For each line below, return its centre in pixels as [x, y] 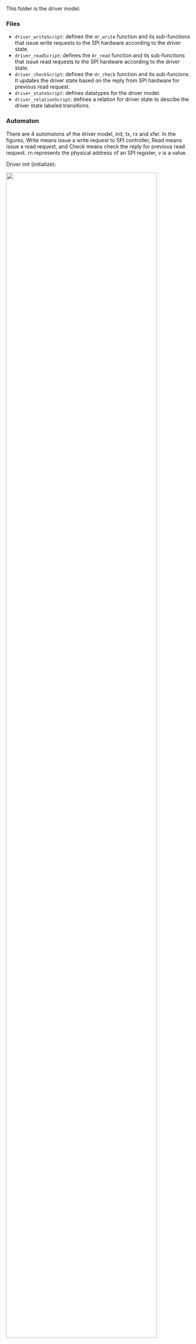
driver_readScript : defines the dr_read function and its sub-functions [100, 55]
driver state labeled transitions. [52, 106]
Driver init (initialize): [31, 164]
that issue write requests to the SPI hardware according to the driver [98, 43]
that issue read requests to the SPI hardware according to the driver [97, 62]
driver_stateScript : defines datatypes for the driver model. [87, 93]
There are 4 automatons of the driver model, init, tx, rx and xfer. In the [91, 134]
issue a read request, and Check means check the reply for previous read [96, 146]
